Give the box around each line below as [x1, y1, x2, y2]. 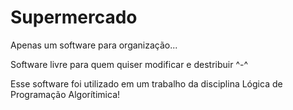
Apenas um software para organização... [10, 39, 178, 51]
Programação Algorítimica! [10, 88, 121, 100]
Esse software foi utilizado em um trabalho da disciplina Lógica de [10, 77, 283, 90]
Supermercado [10, 6, 138, 29]
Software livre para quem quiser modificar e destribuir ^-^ [10, 58, 249, 70]
